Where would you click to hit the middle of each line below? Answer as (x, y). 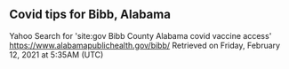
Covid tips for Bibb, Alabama (90, 15)
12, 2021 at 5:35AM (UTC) (56, 54)
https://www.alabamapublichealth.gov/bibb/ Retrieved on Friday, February (145, 45)
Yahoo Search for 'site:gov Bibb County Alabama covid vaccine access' (140, 35)
